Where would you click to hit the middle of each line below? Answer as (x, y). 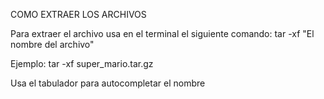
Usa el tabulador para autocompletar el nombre (108, 83)
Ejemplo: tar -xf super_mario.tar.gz (82, 63)
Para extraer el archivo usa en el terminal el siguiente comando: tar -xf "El (162, 33)
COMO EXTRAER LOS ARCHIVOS (78, 14)
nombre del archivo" (52, 44)
